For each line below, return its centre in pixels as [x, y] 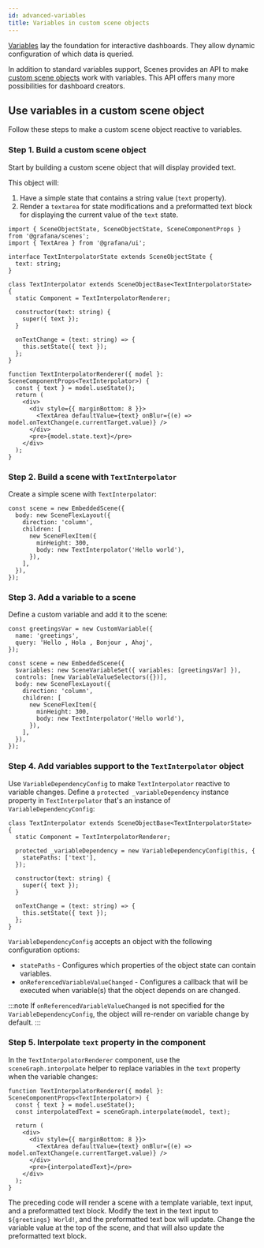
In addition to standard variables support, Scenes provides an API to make [128, 69]
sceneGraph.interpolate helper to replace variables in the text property [124, 1068]
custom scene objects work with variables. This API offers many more [121, 77]
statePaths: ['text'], [59, 857]
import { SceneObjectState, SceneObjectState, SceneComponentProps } [125, 229]
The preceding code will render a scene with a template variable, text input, [131, 1202]
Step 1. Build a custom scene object [77, 150]
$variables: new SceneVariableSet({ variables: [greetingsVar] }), [128, 671]
